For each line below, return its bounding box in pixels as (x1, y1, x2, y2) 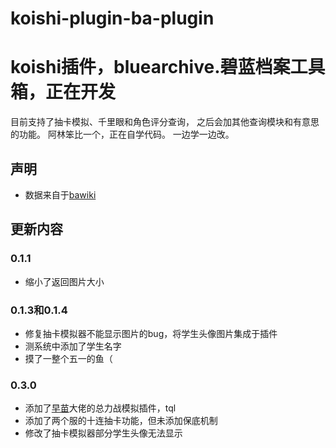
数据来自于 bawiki (24, 188, 97, 201)
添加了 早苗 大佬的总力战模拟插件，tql (24, 402, 177, 414)
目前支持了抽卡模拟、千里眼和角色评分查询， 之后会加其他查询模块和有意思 (10, 116, 320, 128)
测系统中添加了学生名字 (24, 340, 122, 352)
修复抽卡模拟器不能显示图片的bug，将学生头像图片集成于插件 (24, 327, 278, 339)
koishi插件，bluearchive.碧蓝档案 (10, 56, 291, 79)
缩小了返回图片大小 (24, 275, 105, 287)
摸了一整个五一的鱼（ (24, 352, 113, 364)
